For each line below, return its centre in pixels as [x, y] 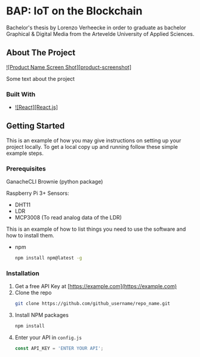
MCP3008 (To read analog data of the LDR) [68, 218]
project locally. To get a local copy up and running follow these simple [92, 147]
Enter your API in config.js [48, 338]
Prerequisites [26, 169]
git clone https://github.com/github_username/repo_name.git [93, 304]
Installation [23, 273]
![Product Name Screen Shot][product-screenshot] [69, 67]
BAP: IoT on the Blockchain [74, 11]
